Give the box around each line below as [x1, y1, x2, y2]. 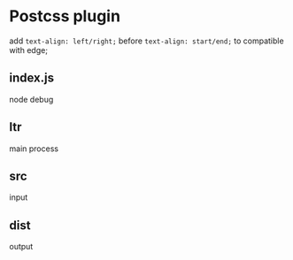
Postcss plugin [9, 6, 121, 27]
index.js [9, 71, 55, 86]
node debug [9, 94, 54, 104]
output [9, 241, 34, 252]
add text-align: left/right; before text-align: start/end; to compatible [9, 35, 285, 46]
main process [9, 143, 59, 154]
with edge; [9, 44, 49, 55]
